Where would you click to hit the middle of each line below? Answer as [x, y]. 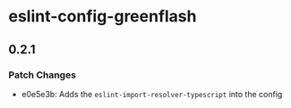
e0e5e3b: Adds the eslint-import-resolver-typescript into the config [152, 94]
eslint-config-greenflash [103, 17]
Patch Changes [43, 75]
